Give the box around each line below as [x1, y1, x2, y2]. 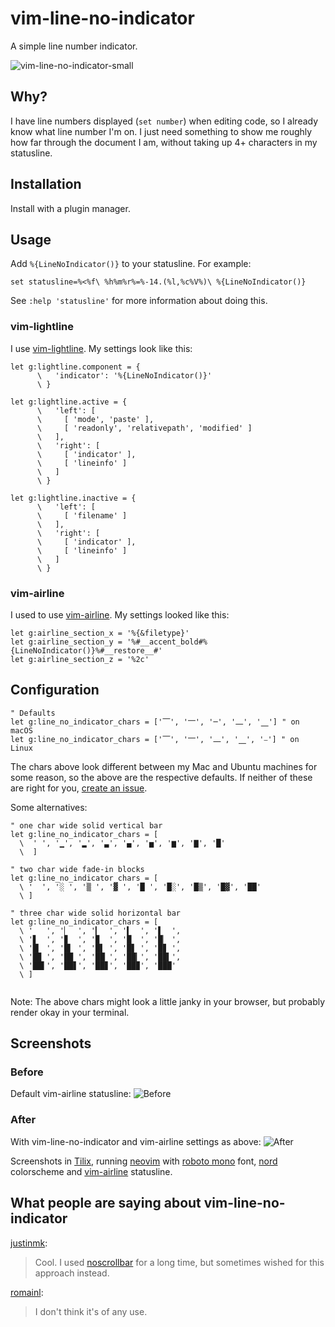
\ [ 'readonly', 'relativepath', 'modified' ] [36, 423, 253, 433]
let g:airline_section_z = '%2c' [10, 654, 150, 664]
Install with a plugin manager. [10, 202, 131, 214]
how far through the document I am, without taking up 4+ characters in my [10, 136, 318, 148]
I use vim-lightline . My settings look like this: [10, 342, 193, 354]
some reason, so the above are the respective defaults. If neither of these [10, 771, 313, 783]
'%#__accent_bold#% [126, 637, 208, 647]
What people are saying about [10, 1195, 202, 1212]
